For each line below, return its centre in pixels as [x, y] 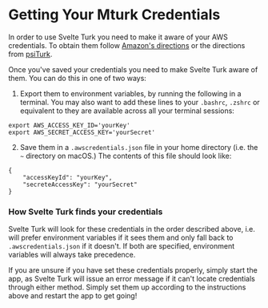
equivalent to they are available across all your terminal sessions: [127, 111]
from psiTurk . [30, 54]
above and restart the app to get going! [73, 296]
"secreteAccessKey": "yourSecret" [80, 184]
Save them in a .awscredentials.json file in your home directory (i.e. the [139, 147]
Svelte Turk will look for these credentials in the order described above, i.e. [132, 229]
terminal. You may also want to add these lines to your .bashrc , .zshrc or [140, 102]
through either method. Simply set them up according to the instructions [127, 287]
